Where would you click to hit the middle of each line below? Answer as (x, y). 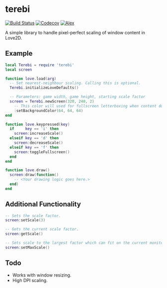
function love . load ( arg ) (31, 79)
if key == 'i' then (34, 129)
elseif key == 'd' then (34, 138)
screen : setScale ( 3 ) (25, 220)
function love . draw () (28, 170)
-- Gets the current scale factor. (42, 229)
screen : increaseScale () (39, 134)
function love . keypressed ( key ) (38, 124)
